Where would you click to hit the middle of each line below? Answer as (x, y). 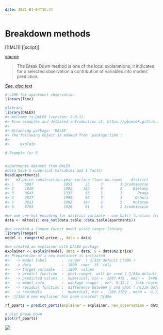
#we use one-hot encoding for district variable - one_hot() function (78, 215)
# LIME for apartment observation (40, 95)
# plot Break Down (24, 314)
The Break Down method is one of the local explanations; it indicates (85, 66)
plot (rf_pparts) (21, 319)
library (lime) (19, 99)
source (12, 56)
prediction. (28, 76)
